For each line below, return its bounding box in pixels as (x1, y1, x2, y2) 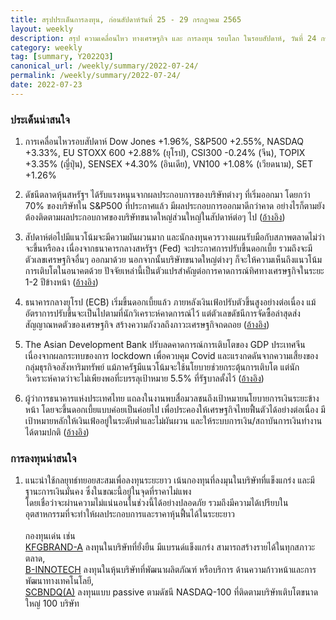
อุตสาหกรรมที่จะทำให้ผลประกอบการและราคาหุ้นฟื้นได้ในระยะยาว (24, 508, 235, 520)
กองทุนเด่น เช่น (24, 530, 76, 542)
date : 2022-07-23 (10, 80, 83, 90)
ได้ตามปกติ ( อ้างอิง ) (24, 426, 90, 438)
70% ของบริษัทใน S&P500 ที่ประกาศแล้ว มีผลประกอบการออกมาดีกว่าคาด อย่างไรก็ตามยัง (24, 200, 325, 212)
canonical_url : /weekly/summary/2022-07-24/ (10, 61, 199, 71)
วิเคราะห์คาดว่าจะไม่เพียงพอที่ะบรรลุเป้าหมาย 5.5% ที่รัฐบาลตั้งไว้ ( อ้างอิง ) (24, 372, 265, 385)
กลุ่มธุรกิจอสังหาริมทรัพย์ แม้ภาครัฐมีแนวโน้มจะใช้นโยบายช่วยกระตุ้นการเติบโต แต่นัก (24, 361, 300, 373)
